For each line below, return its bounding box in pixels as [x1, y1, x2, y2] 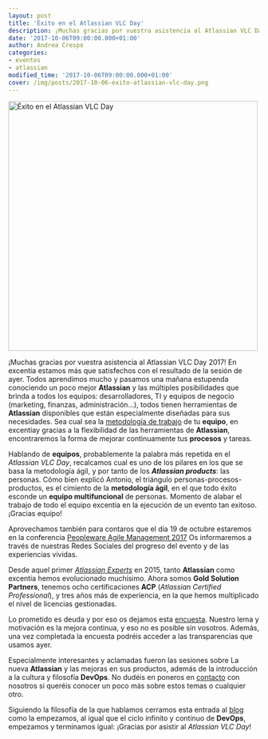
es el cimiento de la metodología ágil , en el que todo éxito [45, 483, 237, 492]
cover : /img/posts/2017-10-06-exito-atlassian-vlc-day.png [8, 78, 209, 86]
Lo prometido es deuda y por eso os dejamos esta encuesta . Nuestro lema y [8, 614, 259, 624]
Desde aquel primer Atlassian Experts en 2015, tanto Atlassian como [8, 565, 235, 574]
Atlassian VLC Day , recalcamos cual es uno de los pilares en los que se [8, 457, 243, 467]
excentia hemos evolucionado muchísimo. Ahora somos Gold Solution [8, 573, 239, 583]
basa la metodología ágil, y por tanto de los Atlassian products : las [8, 466, 230, 475]
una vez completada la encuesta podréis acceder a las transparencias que [8, 631, 253, 641]
